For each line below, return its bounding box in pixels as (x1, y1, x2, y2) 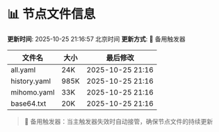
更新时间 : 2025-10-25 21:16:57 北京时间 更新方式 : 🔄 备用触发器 (7, 35, 186, 43)
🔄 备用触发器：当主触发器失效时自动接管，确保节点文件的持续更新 (24, 117, 213, 125)
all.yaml (10, 65, 36, 75)
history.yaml (10, 76, 51, 86)
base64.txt (10, 98, 47, 108)
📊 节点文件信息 (7, 6, 96, 22)
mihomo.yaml (10, 87, 55, 97)
